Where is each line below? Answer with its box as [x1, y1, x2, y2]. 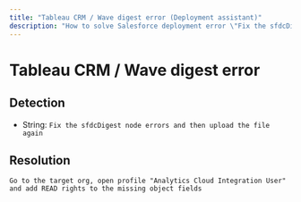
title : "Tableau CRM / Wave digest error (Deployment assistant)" [9, 13, 262, 22]
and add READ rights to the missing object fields [9, 184, 202, 193]
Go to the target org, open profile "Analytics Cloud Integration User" [9, 176, 287, 186]
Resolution [9, 153, 71, 168]
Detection [9, 96, 65, 111]
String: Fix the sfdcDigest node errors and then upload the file [21, 119, 271, 130]
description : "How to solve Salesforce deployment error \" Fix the [9, 21, 267, 30]
